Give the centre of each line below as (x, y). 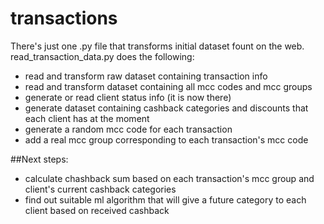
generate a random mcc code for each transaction (128, 129)
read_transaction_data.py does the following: (102, 56)
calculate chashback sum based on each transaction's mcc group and (169, 178)
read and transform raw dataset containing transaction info (146, 76)
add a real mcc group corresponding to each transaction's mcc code (166, 139)
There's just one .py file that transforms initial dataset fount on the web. (157, 46)
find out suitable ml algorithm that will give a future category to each (165, 199)
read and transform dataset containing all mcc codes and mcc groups (168, 86)
